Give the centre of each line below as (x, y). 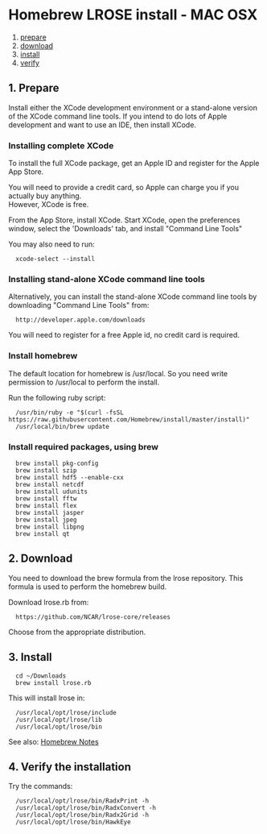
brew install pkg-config (57, 463)
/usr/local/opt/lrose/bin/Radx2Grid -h (82, 815)
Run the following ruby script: (57, 397)
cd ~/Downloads (41, 676)
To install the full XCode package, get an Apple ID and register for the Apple (134, 164)
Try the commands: (41, 786)
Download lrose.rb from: (49, 602)
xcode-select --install (55, 259)
